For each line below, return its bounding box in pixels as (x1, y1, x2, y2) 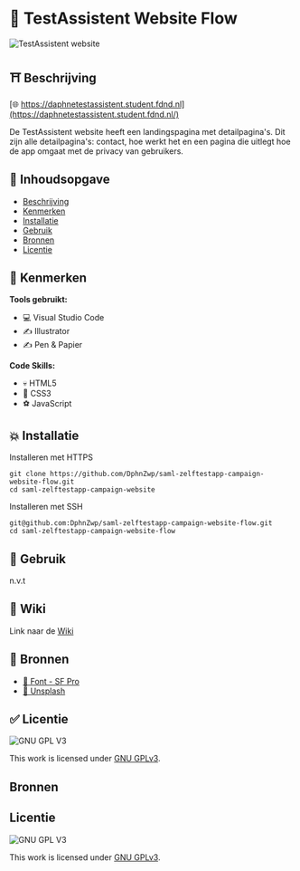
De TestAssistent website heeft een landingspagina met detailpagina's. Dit (9, 126, 286, 137)
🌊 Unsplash (22, 685, 66, 696)
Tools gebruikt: (9, 294, 68, 305)
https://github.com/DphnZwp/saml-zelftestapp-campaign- (49, 470, 265, 479)
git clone (9, 470, 47, 479)
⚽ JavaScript (22, 398, 72, 409)
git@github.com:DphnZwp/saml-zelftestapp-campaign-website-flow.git (9, 519, 273, 528)
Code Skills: (9, 360, 56, 371)
